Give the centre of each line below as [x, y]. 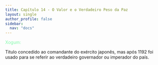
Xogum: [13, 42]
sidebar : [14, 24]
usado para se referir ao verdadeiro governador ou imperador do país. [77, 57]
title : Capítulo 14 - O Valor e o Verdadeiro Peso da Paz [67, 10]
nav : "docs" [22, 28]
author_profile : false [29, 19]
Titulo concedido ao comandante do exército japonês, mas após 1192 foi [79, 52]
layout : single [21, 14]
